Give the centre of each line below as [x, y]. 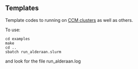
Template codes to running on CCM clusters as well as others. [69, 20]
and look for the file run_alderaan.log [43, 61]
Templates [22, 8]
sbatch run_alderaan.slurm [33, 52]
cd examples [17, 39]
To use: [13, 30]
